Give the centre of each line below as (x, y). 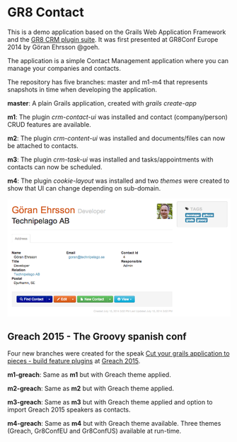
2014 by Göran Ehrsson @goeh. (54, 47)
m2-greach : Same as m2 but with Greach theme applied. (91, 389)
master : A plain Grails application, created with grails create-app (102, 103)
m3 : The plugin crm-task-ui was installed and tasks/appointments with (110, 159)
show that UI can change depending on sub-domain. (84, 188)
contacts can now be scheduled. (55, 166)
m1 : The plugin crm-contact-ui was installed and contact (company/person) (117, 117)
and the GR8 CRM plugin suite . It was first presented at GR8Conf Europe (113, 39)
